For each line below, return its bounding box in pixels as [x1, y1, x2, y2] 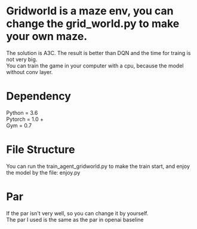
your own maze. [6, 30, 88, 43]
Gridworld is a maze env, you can [6, 4, 174, 18]
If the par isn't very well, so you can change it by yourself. [6, 209, 149, 216]
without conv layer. [6, 68, 53, 75]
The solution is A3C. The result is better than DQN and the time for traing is [6, 49, 191, 56]
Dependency [6, 90, 72, 103]
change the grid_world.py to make [6, 17, 180, 30]
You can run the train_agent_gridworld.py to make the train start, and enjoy [6, 163, 190, 170]
